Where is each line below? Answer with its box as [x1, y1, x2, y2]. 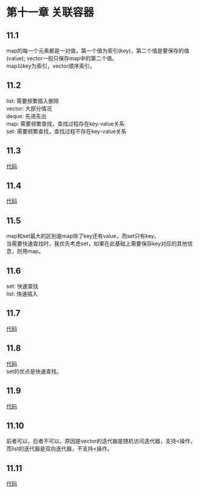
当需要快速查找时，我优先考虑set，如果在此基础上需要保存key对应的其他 [6, 240, 188, 247]
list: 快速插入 [6, 290, 38, 298]
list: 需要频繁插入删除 [6, 97, 59, 104]
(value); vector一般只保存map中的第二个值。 [6, 55, 118, 61]
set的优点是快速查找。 [6, 368, 62, 375]
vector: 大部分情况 [6, 105, 52, 112]
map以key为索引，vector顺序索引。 [6, 62, 95, 69]
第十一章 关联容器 [6, 5, 94, 19]
